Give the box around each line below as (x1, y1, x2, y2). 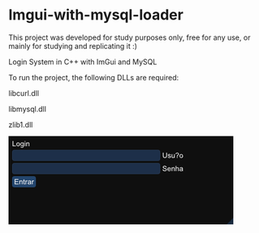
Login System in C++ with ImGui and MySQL (8, 57, 158, 67)
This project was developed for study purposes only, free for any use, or (8, 32, 251, 42)
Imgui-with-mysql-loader (8, 6, 184, 24)
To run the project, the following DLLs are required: (8, 72, 179, 82)
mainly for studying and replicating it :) (8, 41, 138, 50)
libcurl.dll (8, 88, 39, 98)
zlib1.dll (8, 119, 33, 129)
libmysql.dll (8, 104, 47, 114)
